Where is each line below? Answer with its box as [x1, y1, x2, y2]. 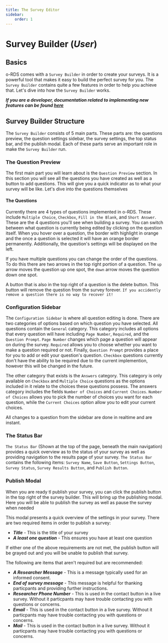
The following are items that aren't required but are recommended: [5, 559, 143, 565]
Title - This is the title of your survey [12, 529, 88, 535]
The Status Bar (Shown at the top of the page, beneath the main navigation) [5, 444, 162, 450]
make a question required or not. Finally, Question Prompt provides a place [5, 347, 159, 353]
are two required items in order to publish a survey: [5, 520, 111, 526]
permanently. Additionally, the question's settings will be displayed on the [5, 241, 157, 247]
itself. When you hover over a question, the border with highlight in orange [5, 230, 159, 236]
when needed [5, 505, 34, 511]
